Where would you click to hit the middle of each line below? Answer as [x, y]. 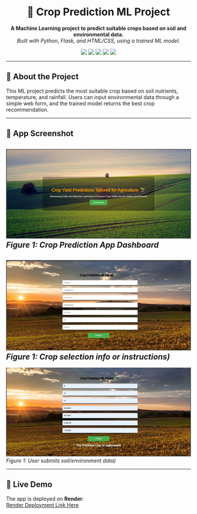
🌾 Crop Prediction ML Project [98, 12]
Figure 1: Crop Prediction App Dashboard [83, 245]
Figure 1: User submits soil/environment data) [61, 461]
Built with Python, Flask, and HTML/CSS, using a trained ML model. [98, 40]
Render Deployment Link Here [43, 505]
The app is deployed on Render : [45, 499]
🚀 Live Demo [29, 484]
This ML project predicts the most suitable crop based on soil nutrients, [92, 91]
